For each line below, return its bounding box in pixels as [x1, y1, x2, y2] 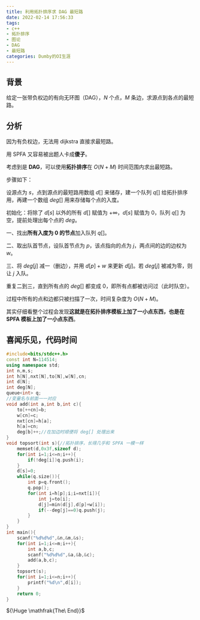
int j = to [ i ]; [38, 496, 71, 502]
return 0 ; [17, 591, 42, 597]
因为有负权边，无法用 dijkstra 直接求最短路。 [6, 138, 117, 145]
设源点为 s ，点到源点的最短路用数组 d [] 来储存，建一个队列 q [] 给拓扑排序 [6, 189, 188, 196]
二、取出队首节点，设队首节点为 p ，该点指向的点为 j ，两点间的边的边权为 [6, 242, 187, 249]
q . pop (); [28, 485, 50, 491]
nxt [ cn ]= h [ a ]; [17, 418, 52, 424]
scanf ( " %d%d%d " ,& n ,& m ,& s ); [17, 535, 84, 541]
